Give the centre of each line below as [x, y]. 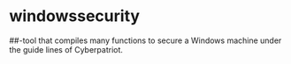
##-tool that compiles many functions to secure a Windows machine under [145, 40]
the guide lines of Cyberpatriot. [66, 49]
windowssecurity [74, 16]
